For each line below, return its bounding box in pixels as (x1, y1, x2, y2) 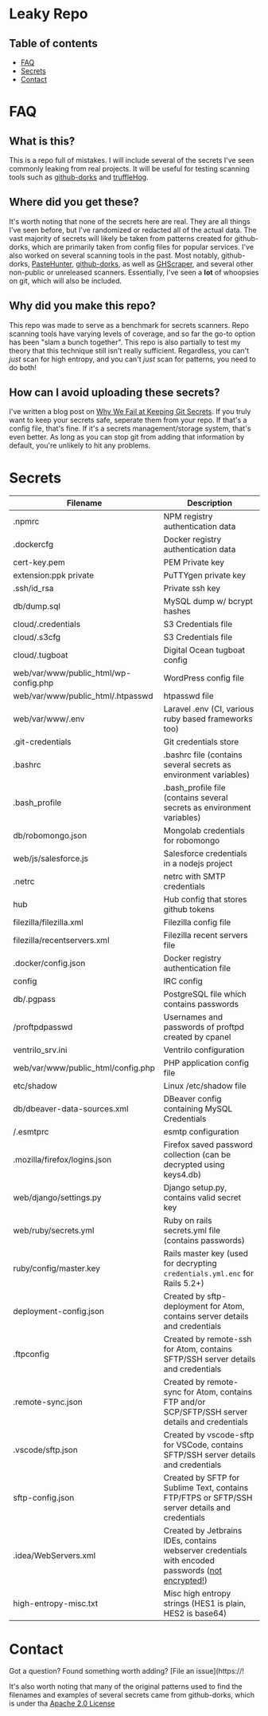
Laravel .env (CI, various (163, 704, 254, 715)
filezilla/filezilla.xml (13, 917, 84, 928)
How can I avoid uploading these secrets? (9, 386, 220, 400)
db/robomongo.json (13, 830, 87, 842)
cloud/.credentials (13, 619, 81, 630)
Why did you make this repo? (9, 299, 156, 313)
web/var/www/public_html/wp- (13, 668, 132, 679)
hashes (163, 606, 191, 617)
